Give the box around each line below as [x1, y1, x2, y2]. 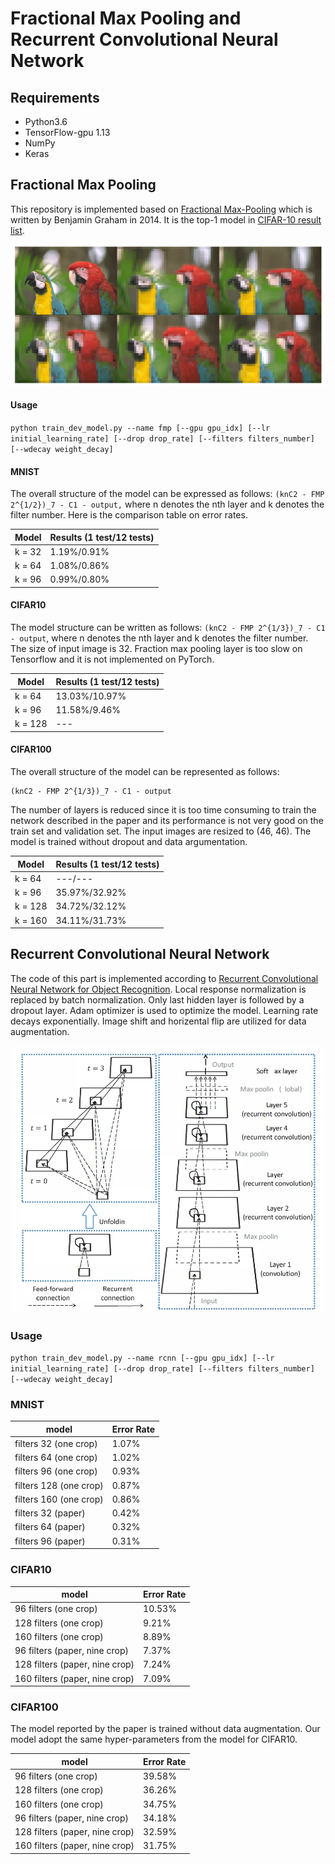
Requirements [10, 89, 100, 106]
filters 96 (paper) [14, 1535, 86, 1547]
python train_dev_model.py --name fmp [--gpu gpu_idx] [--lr [10, 423, 271, 433]
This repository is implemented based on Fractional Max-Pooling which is [10, 203, 313, 215]
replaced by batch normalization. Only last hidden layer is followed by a [10, 993, 305, 1006]
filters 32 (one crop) [14, 1437, 98, 1449]
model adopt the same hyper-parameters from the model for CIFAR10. [10, 1733, 298, 1746]
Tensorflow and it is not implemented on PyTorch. [10, 653, 215, 666]
